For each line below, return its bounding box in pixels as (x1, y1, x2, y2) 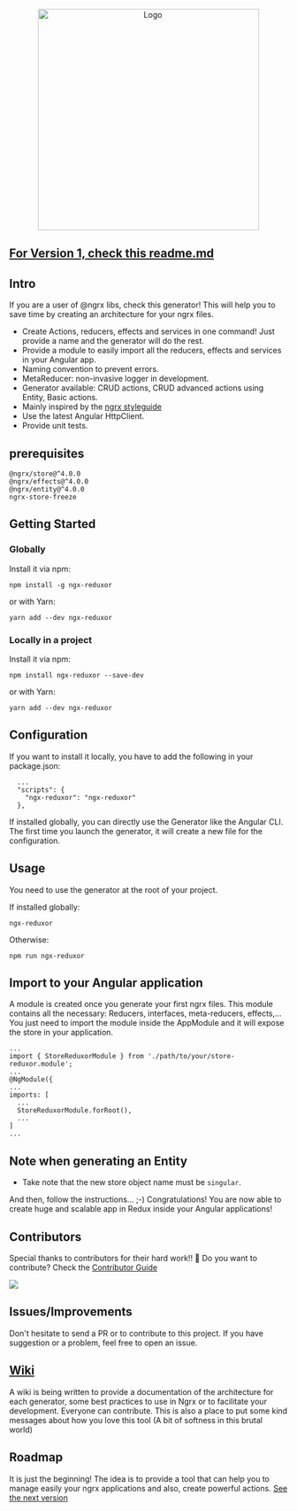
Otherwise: (9, 934, 49, 945)
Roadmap (9, 1450, 64, 1465)
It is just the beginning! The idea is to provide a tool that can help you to (9, 1473, 270, 1484)
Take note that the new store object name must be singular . (21, 1177, 241, 1188)
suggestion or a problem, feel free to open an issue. (9, 1337, 198, 1348)
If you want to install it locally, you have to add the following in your (9, 751, 254, 762)
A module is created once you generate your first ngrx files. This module (9, 999, 274, 1010)
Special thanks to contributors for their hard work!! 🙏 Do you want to (9, 1253, 258, 1264)
